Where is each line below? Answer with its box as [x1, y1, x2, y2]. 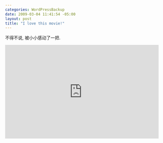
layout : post [5, 16, 32, 21]
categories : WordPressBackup [5, 7, 65, 12]
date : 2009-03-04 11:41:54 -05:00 [5, 12, 76, 17]
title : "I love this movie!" [5, 21, 65, 26]
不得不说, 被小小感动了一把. [5, 35, 61, 41]
